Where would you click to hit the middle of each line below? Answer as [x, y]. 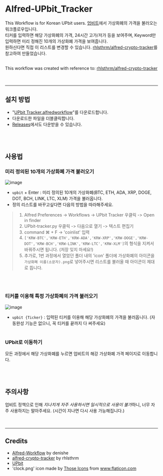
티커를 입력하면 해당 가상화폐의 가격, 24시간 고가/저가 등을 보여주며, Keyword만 [81, 35]
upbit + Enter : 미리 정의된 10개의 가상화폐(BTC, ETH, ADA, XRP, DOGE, [82, 192]
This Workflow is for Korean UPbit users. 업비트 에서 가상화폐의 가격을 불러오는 [81, 23]
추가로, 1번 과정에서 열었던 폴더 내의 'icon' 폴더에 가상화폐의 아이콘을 [89, 255]
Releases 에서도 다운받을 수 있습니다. [47, 124]
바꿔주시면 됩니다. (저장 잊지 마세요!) [59, 250]
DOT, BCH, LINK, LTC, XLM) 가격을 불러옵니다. [57, 199]
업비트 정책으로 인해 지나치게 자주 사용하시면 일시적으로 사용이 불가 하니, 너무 [78, 405]
